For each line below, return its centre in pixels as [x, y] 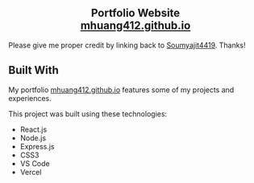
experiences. [30, 98]
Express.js [37, 146]
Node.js [33, 138]
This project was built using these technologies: [88, 114]
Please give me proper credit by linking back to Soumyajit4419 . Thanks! [127, 45]
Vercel [31, 172]
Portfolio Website [135, 13]
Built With [33, 70]
